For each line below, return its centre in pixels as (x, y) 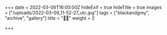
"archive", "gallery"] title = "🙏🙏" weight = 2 (50, 18)
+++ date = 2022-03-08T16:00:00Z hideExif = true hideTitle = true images (83, 7)
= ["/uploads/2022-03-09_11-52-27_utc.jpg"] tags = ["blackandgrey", (77, 13)
